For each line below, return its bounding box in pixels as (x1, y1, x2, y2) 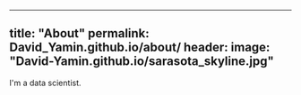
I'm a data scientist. (9, 77, 82, 88)
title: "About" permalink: (9, 26, 150, 41)
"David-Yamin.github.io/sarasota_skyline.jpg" (9, 54, 275, 69)
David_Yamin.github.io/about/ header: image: (9, 40, 271, 55)
